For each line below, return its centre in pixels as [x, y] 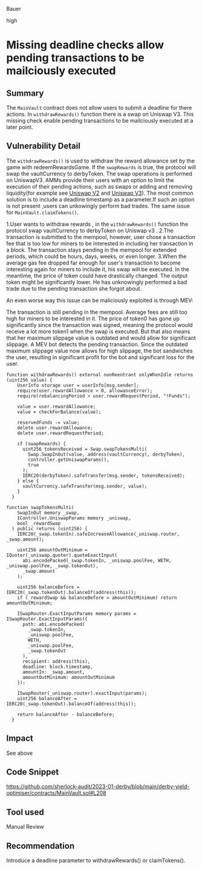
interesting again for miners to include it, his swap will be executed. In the [98, 269]
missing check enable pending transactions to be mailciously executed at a [100, 120]
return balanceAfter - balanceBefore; [66, 714]
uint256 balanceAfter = [47, 698]
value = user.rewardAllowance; [57, 406]
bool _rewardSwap [39, 523]
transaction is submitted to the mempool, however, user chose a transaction [101, 237]
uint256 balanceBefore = [48, 587]
